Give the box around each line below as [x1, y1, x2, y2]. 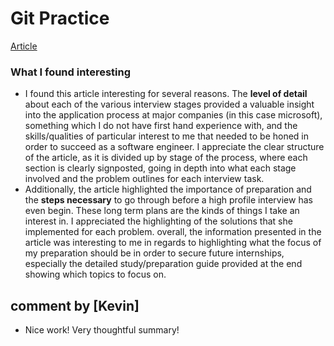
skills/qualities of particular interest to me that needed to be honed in [24, 130, 310, 142]
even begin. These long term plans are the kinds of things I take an [24, 205, 300, 217]
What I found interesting [10, 65, 132, 79]
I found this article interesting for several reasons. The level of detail [24, 88, 308, 100]
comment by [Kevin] [10, 297, 140, 314]
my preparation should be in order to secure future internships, [24, 247, 285, 259]
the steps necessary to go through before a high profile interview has [24, 194, 313, 206]
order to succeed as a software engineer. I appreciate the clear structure [24, 141, 325, 153]
